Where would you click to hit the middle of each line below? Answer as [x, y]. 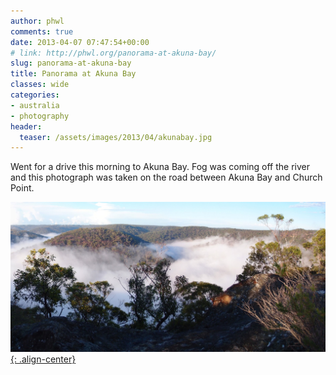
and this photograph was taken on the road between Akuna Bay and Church [166, 177]
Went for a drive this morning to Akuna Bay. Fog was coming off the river [160, 167]
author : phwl [37, 21]
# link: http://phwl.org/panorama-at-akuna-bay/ [113, 53]
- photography [40, 116]
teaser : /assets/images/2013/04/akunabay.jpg [116, 137]
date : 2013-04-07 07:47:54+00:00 [80, 42]
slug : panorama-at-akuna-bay [71, 63]
